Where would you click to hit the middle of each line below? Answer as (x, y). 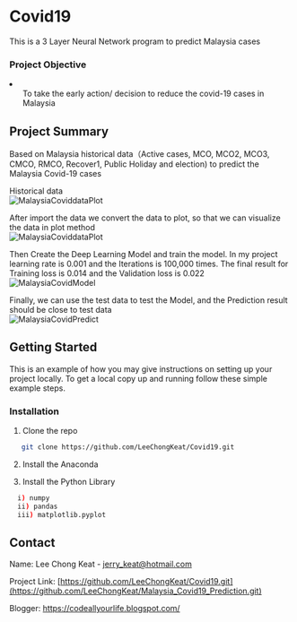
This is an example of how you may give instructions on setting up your (141, 368)
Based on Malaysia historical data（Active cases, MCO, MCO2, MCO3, (140, 154)
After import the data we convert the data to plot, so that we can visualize (145, 218)
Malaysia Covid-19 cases (55, 174)
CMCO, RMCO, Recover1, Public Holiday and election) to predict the (135, 164)
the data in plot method (52, 228)
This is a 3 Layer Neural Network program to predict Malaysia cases (135, 41)
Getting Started (53, 347)
